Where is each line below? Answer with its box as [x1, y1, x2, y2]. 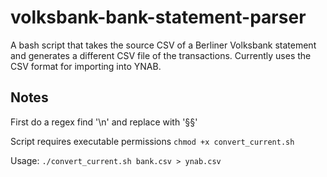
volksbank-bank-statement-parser [10, 6, 307, 29]
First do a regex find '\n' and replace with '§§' [10, 116, 198, 128]
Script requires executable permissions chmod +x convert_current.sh [10, 135, 295, 147]
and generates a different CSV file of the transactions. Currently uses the [10, 49, 312, 61]
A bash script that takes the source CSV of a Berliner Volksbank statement [10, 39, 317, 51]
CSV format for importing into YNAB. [10, 60, 162, 72]
